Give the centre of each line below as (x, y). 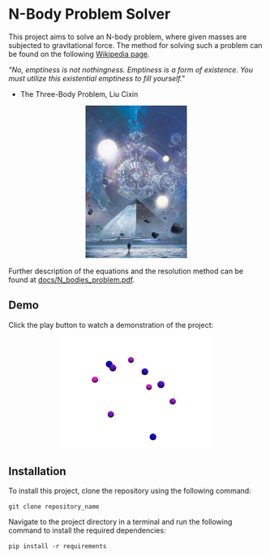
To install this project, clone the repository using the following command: (130, 491)
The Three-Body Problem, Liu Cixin (79, 94)
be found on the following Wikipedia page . (79, 54)
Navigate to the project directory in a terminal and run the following (120, 522)
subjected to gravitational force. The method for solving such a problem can (135, 45)
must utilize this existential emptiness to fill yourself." (96, 78)
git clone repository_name (54, 507)
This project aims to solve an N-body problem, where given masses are (128, 37)
